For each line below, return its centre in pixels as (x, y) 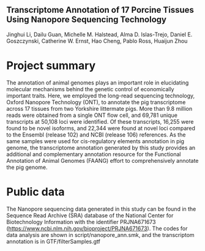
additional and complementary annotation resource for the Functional (94, 154)
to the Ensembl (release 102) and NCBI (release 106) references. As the (96, 135)
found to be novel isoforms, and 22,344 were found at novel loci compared (101, 128)
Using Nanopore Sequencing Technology (87, 20)
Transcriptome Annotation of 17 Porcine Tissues (100, 10)
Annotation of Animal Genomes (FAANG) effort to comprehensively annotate (102, 160)
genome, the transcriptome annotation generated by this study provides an (101, 148)
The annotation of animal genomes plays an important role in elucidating (98, 83)
